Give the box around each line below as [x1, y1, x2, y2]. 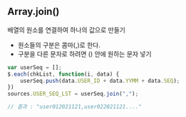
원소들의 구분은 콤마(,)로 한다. [17, 41, 101, 49]
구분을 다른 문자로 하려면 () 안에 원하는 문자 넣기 [17, 49, 152, 58]
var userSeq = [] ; [7, 63, 62, 71]
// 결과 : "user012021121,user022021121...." [7, 103, 143, 111]
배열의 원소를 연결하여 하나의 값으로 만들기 [7, 25, 126, 34]
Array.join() [7, 6, 60, 18]
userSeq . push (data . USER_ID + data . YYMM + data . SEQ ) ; [20, 77, 180, 84]
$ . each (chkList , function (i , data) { [7, 71, 120, 78]
